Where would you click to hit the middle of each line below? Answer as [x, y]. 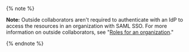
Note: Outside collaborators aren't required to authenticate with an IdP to [95, 20]
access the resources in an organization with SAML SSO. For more [87, 26]
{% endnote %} [25, 44]
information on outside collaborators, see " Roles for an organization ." [90, 32]
